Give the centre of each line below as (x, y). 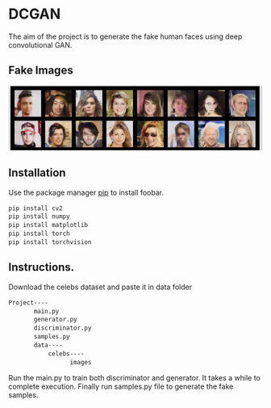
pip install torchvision (50, 242)
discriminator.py (63, 328)
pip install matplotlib (48, 225)
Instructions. (42, 267)
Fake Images (41, 71)
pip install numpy (39, 217)
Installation (37, 173)
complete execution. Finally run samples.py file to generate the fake (121, 386)
